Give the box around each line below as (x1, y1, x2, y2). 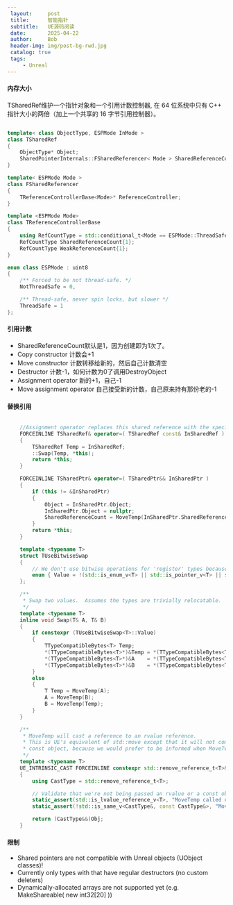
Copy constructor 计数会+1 (17, 350, 94, 358)
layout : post (10, 10, 60, 17)
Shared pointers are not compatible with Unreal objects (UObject (17, 854, 202, 862)
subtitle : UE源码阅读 (10, 23, 75, 30)
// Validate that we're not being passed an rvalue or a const (32, 790, 218, 797)
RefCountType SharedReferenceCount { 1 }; (19, 238, 135, 245)
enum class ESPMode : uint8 (7, 264, 89, 271)
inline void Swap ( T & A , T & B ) (19, 616, 107, 624)
